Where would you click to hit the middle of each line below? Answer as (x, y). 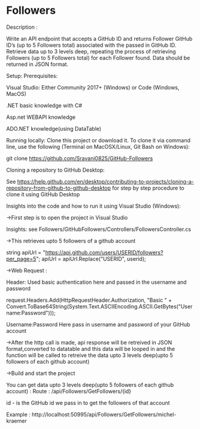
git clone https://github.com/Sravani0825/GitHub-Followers (80, 158)
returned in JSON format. (37, 64)
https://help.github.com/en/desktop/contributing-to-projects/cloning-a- (106, 181)
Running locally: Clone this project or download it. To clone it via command (98, 140)
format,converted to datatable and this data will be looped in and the (91, 349)
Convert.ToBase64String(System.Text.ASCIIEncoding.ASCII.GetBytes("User (99, 306)
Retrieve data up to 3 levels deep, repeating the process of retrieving (91, 51)
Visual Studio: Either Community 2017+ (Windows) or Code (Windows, (93, 87)
